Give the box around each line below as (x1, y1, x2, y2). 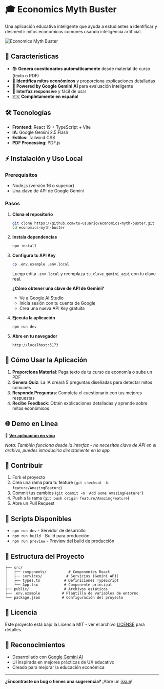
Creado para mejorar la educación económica (12, 664, 105, 670)
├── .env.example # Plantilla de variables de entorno (5, 591, 139, 595)
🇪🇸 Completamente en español (12, 94, 79, 99)
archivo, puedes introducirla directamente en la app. (5, 447, 111, 453)
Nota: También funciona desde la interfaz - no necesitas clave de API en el (5, 442, 157, 448)
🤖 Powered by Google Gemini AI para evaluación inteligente (12, 83, 133, 89)
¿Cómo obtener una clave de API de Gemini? (12, 285, 104, 291)
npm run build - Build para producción (12, 533, 90, 539)
